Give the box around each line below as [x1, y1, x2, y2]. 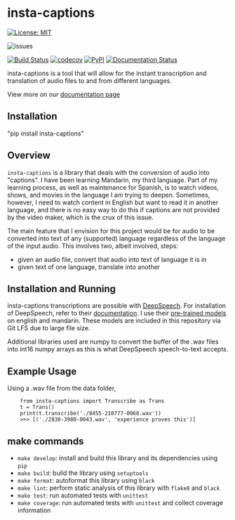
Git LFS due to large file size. [7, 324, 90, 332]
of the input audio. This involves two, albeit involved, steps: [7, 241, 179, 250]
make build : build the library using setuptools [17, 469, 149, 477]
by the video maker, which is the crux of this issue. [7, 213, 154, 221]
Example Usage [7, 365, 77, 377]
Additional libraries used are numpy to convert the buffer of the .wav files [7, 337, 219, 346]
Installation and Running [7, 282, 116, 294]
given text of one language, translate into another [17, 262, 161, 271]
